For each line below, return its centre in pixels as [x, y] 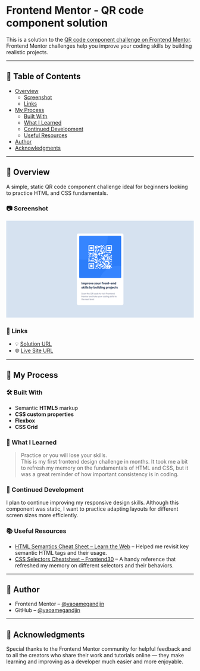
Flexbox [25, 420]
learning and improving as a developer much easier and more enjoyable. [95, 661]
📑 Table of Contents [43, 77]
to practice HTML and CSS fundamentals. [57, 193]
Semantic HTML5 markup [46, 408]
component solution [57, 23]
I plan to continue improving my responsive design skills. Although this [93, 503]
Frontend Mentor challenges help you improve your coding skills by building [99, 46]
